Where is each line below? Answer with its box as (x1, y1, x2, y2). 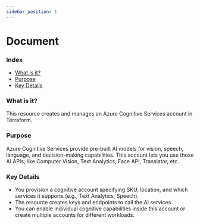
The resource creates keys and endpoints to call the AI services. (14, 199, 173, 206)
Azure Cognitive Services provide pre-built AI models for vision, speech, (6, 145, 184, 152)
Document (6, 34, 60, 48)
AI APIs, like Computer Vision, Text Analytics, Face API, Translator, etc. (6, 157, 180, 164)
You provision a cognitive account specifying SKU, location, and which (14, 186, 189, 193)
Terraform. (6, 117, 33, 124)
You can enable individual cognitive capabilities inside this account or (14, 205, 186, 212)
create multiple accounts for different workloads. (14, 211, 135, 218)
